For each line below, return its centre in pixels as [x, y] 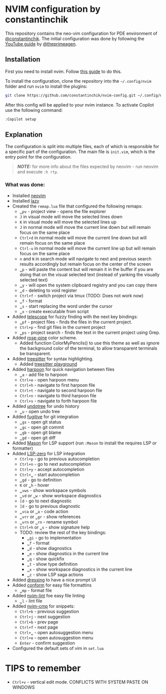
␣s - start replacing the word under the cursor [66, 306]
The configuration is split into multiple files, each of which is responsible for [82, 147]
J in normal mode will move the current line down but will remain [85, 227]
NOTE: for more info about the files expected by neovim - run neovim [88, 166]
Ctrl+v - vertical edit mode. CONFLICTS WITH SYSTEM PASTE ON [80, 682]
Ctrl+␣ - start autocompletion [50, 475]
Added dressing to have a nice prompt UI [54, 580]
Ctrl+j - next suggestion [45, 616]
